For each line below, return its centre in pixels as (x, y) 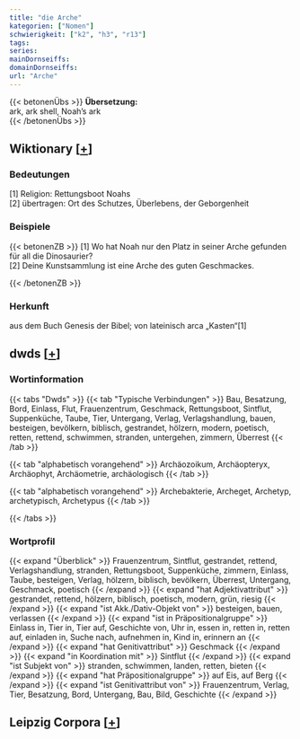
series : (24, 51)
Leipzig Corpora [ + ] (65, 722)
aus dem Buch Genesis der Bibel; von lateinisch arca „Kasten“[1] (128, 326)
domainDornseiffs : (44, 68)
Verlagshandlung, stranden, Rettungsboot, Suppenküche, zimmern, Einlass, (149, 570)
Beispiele (30, 227)
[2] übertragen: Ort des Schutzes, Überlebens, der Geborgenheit (129, 204)
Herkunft (29, 306)
